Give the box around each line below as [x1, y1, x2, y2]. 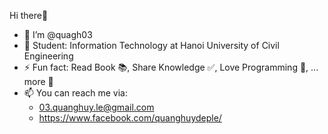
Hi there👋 [9, 10, 49, 21]
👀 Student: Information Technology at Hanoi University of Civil [23, 40, 280, 51]
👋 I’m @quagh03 [23, 29, 93, 40]
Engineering [23, 50, 74, 62]
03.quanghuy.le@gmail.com [38, 101, 155, 113]
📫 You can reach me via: [23, 87, 128, 99]
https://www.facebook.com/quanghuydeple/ [38, 112, 222, 124]
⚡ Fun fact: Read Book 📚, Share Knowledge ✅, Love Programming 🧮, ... [23, 61, 319, 73]
